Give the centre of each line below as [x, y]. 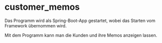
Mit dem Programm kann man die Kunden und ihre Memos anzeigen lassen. [81, 35]
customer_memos [42, 7]
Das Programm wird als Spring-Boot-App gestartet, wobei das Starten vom [80, 21]
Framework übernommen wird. [36, 25]
